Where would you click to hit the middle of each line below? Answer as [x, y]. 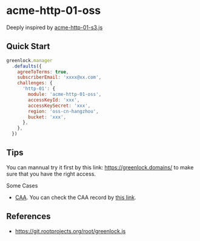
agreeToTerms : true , [43, 72]
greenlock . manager [29, 60]
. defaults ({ [27, 66]
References [28, 216]
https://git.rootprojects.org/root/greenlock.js [70, 231]
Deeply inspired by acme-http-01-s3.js [55, 27]
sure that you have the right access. [51, 174]
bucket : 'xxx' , [47, 117]
